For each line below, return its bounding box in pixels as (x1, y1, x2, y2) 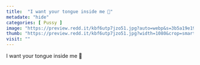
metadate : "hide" (6, 14, 49, 20)
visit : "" (6, 36, 31, 42)
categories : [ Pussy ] (6, 19, 62, 25)
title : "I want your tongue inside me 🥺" (6, 8, 113, 15)
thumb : (6, 31, 23, 37)
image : (6, 25, 23, 31)
